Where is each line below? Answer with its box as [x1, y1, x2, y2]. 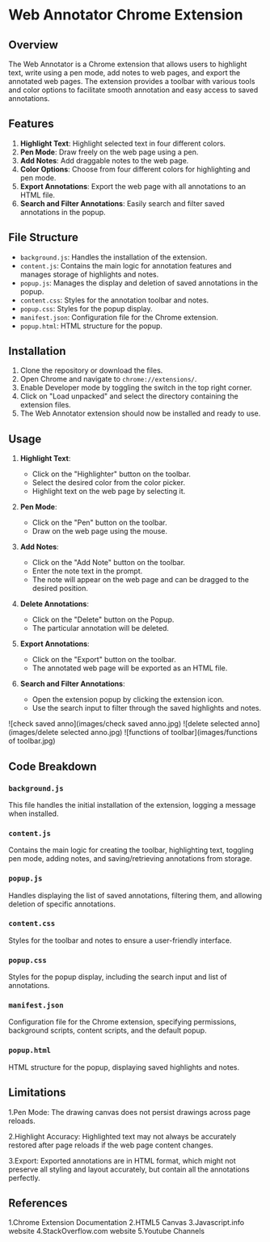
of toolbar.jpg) [8, 736, 56, 746]
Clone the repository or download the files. [19, 365, 163, 375]
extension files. [19, 400, 71, 410]
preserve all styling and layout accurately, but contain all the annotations [8, 1164, 250, 1174]
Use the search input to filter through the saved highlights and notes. [32, 703, 261, 713]
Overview [8, 38, 59, 52]
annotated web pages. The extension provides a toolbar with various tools [8, 77, 255, 86]
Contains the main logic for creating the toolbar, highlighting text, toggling [8, 845, 254, 855]
